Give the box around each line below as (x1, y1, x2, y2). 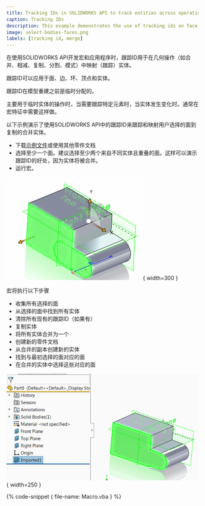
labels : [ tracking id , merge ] (6, 35, 84, 42)
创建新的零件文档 (15, 338, 59, 345)
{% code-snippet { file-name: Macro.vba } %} (6, 493, 122, 501)
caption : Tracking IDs (6, 16, 64, 23)
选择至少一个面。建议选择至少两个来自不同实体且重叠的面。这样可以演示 (15, 150, 197, 157)
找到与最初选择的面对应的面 (15, 353, 85, 361)
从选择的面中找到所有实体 (15, 308, 80, 315)
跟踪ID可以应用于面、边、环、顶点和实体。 (6, 74, 113, 82)
